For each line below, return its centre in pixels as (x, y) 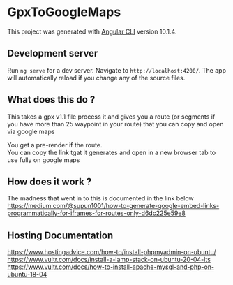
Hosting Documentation (60, 235)
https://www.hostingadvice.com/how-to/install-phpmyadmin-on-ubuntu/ (112, 252)
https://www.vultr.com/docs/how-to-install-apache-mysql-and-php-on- (111, 267)
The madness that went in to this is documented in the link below (100, 198)
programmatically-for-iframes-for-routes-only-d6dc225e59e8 (97, 213)
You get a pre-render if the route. (55, 145)
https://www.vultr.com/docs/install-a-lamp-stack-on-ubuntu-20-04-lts (109, 260)
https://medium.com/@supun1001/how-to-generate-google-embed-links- (113, 206)
